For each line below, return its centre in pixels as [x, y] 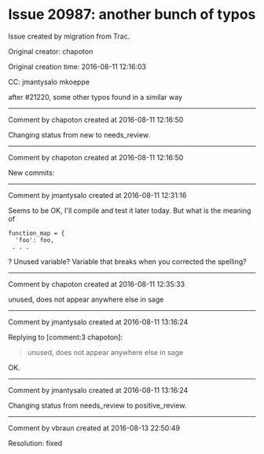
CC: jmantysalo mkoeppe [49, 82]
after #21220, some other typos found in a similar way [95, 97]
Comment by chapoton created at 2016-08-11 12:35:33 [97, 284]
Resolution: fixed [35, 443]
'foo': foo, [35, 240]
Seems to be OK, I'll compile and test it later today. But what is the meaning [130, 211]
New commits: [31, 172]
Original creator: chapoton [51, 51]
